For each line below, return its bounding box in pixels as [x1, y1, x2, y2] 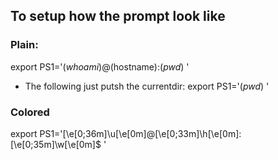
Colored [10, 105, 50, 119]
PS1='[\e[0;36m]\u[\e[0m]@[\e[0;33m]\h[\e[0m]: [39, 127, 242, 139]
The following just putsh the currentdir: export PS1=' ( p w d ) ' [24, 80, 270, 92]
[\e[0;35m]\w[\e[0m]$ [10, 138, 102, 150]
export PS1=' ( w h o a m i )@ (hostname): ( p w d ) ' [10, 60, 190, 73]
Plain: [10, 38, 39, 52]
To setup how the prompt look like [10, 8, 226, 25]
